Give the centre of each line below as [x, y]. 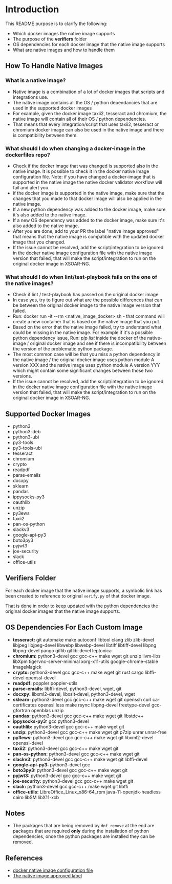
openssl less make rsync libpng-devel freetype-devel [94, 705]
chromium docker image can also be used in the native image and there [88, 129]
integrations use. [30, 97]
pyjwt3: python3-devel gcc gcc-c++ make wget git [67, 776]
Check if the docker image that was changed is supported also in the [85, 166]
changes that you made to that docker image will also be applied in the [87, 198]
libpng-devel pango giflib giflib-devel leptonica [62, 650]
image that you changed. [39, 242]
